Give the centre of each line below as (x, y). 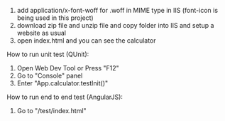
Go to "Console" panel (50, 75)
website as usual (42, 33)
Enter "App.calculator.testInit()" (62, 83)
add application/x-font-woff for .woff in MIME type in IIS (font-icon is (117, 10)
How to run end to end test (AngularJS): (65, 97)
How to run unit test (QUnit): (48, 54)
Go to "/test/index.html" (51, 111)
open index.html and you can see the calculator (87, 41)
